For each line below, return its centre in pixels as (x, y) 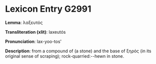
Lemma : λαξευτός (24, 22)
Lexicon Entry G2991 (48, 9)
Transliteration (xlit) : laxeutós (36, 32)
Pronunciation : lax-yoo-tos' (33, 41)
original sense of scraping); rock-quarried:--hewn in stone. (65, 56)
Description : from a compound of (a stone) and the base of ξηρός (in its (78, 51)
